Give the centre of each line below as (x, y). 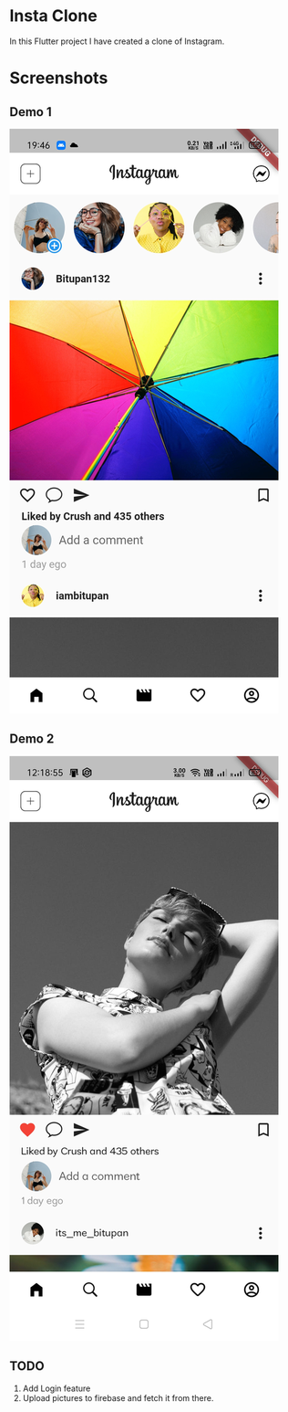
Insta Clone (53, 16)
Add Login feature (57, 1388)
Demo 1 (31, 112)
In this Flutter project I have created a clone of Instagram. (117, 41)
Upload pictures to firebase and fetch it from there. (118, 1397)
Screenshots (59, 78)
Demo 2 (32, 739)
